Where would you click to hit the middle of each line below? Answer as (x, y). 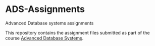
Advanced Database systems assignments (49, 23)
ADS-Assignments (45, 9)
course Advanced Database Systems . (44, 38)
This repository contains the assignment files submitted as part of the (77, 32)
